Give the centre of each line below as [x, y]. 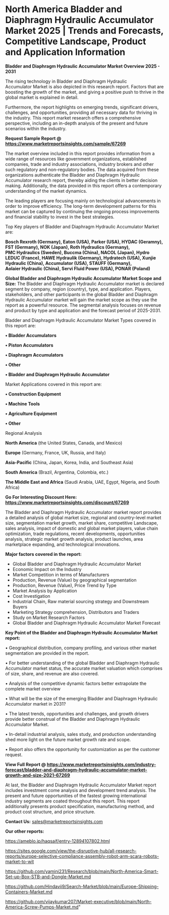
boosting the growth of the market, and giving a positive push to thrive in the [85, 92]
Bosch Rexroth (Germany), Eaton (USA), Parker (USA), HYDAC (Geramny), [84, 242]
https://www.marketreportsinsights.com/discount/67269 [67, 502]
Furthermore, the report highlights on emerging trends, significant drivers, [82, 107]
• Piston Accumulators [30, 345]
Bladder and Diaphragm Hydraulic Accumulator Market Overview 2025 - [82, 66]
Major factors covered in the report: [43, 554]
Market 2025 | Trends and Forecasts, [84, 31]
